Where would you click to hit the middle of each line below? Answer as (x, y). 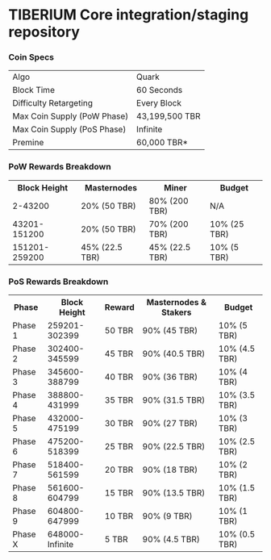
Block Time (33, 90)
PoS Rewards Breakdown (58, 282)
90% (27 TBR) (170, 424)
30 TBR (119, 424)
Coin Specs (31, 57)
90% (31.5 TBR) (174, 400)
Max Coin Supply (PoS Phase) (69, 129)
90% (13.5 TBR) (174, 493)
